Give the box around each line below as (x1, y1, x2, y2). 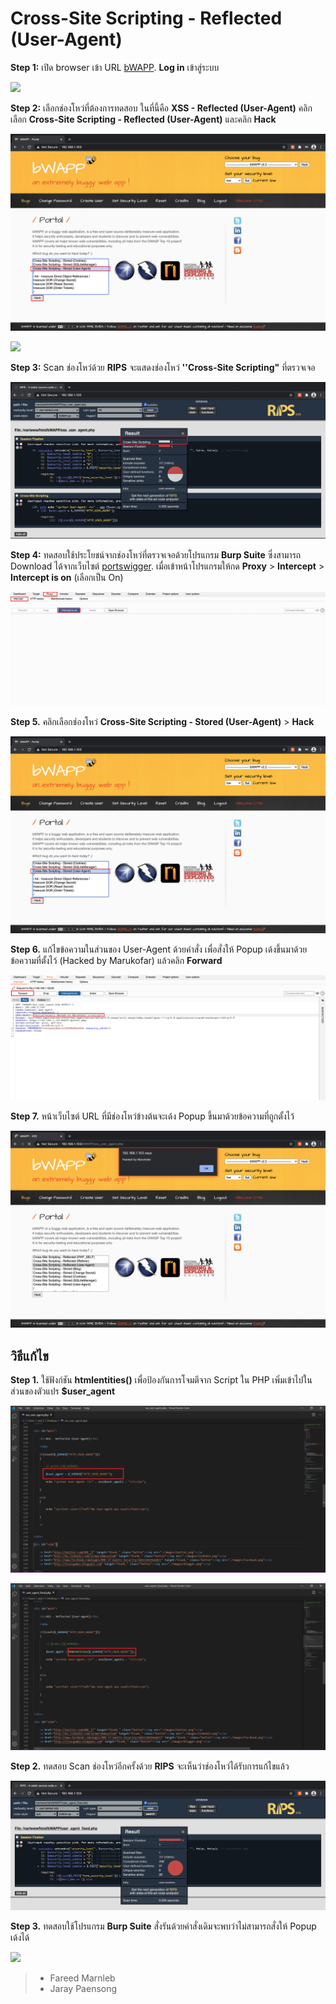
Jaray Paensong (49, 1982, 118, 1994)
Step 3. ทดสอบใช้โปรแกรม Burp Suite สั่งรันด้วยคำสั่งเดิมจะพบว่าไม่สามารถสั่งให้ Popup (10, 1920, 317, 1932)
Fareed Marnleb (49, 1972, 116, 1984)
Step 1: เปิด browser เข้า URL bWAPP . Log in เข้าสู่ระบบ (10, 61, 220, 73)
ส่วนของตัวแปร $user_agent (10, 1385, 116, 1397)
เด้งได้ (10, 1931, 30, 1943)
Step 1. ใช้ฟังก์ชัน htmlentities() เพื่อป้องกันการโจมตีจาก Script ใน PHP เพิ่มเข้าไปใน (10, 1374, 313, 1386)
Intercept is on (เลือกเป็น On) (10, 572, 124, 584)
